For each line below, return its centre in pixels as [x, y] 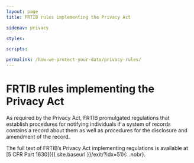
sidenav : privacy [28, 28]
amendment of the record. [38, 136]
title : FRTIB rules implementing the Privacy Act [69, 17]
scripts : [17, 49]
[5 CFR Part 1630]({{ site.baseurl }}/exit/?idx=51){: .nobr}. [76, 154]
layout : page [22, 12]
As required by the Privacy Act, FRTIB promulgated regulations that [88, 118]
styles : [16, 38]
